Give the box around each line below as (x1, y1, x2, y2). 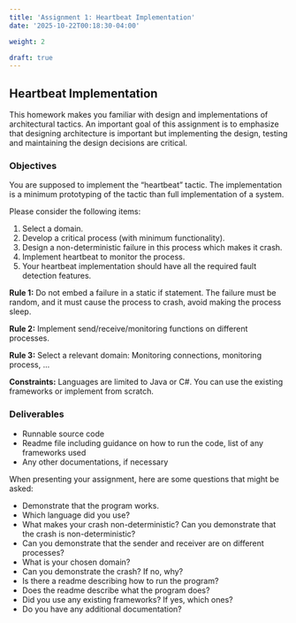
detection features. (21, 271, 92, 281)
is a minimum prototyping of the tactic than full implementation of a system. (9, 189, 285, 200)
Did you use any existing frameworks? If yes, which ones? (21, 594, 233, 604)
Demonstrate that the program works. (21, 500, 159, 511)
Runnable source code (21, 428, 104, 439)
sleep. (9, 306, 32, 317)
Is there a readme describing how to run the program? (21, 575, 219, 586)
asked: (9, 483, 34, 494)
